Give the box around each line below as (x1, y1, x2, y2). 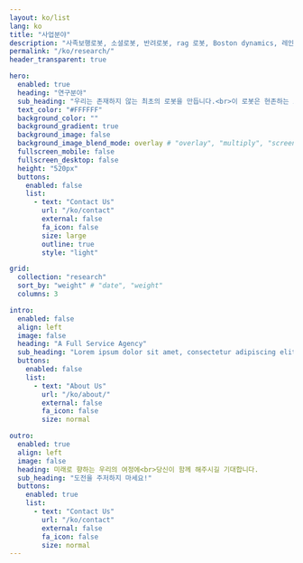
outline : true (41, 239, 95, 249)
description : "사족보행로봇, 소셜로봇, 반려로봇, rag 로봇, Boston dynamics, (9, 38, 278, 48)
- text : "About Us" (32, 381, 106, 390)
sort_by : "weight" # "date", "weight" (17, 281, 164, 290)
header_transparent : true (9, 55, 106, 64)
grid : (9, 264, 30, 274)
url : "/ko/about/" (41, 389, 111, 399)
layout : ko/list (9, 13, 70, 23)
